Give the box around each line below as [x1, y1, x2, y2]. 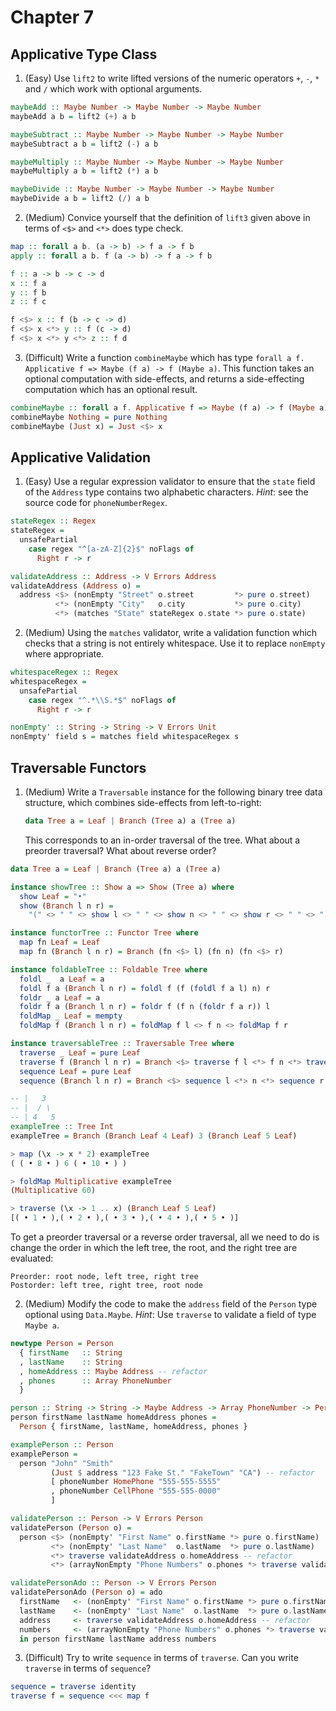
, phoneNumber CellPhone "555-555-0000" [50, 1486, 222, 1496]
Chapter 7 [10, 6, 95, 29]
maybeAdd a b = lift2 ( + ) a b [10, 111, 137, 121]
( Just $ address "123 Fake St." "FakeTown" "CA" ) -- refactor [50, 1467, 315, 1478]
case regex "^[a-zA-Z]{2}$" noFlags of [28, 544, 195, 554]
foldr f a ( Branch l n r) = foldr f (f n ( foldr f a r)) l [19, 1002, 271, 1012]
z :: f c [10, 297, 47, 307]
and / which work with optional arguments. [24, 83, 203, 95]
